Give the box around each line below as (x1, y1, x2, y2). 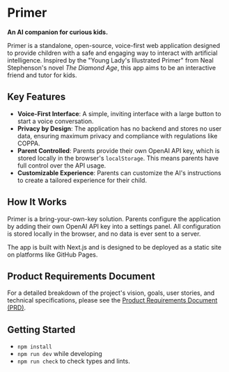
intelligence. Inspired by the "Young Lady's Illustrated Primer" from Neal (7, 56, 214, 64)
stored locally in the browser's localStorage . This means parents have (17, 154, 219, 162)
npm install (17, 343, 52, 350)
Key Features (7, 91, 66, 103)
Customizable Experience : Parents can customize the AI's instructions (17, 168, 221, 177)
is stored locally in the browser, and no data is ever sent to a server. (7, 229, 201, 238)
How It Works (7, 196, 68, 208)
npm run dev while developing (17, 350, 102, 358)
